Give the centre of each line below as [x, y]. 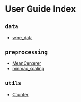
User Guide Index [40, 9]
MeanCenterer [26, 63]
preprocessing [26, 52]
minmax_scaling [28, 68]
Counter [20, 94]
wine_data [22, 37]
